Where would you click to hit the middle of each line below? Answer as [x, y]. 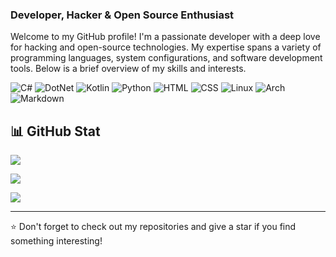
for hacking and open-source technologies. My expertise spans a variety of [166, 47]
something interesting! [56, 241]
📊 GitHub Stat [55, 131]
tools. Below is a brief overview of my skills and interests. [128, 69]
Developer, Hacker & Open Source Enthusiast [122, 15]
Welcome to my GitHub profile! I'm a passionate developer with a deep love [165, 37]
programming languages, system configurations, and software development [166, 58]
